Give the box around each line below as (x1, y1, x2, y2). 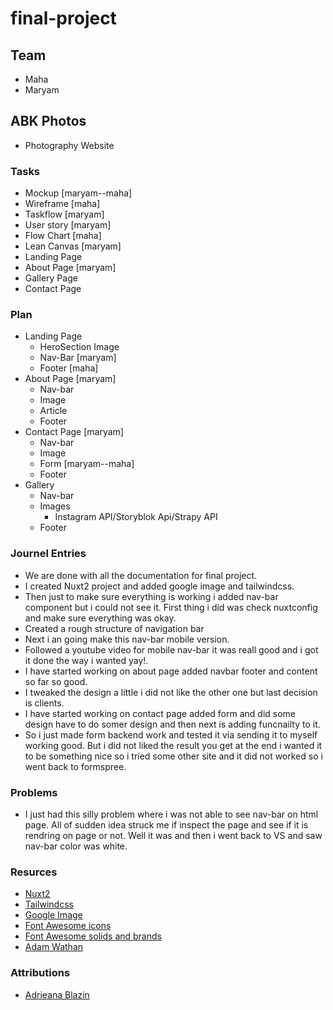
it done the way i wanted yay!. (24, 654, 149, 666)
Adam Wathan (24, 941, 84, 953)
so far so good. (24, 675, 88, 687)
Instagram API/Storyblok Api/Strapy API (54, 511, 218, 523)
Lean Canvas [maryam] (24, 240, 122, 252)
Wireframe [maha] (24, 198, 101, 210)
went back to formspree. (24, 760, 127, 772)
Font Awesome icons (24, 920, 112, 932)
